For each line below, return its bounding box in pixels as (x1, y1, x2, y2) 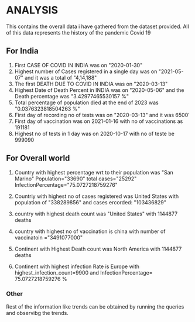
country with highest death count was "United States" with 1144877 (14, 210, 178, 217)
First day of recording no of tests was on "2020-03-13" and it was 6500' (14, 111, 190, 118)
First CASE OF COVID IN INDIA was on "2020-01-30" (14, 61, 143, 68)
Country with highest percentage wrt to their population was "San (14, 169, 174, 176)
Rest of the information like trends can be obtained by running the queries (6, 303, 184, 310)
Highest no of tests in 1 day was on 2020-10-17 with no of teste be (14, 130, 175, 137)
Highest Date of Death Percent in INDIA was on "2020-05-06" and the (14, 86, 184, 94)
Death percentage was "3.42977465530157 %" (14, 93, 129, 100)
